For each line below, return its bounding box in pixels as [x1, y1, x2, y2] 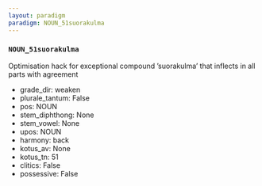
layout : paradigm [8, 11, 66, 20]
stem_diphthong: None [19, 110, 94, 120]
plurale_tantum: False [19, 93, 90, 103]
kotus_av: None [19, 143, 71, 153]
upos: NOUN [19, 127, 62, 136]
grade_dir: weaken [19, 85, 81, 94]
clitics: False [19, 160, 61, 170]
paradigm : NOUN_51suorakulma [8, 19, 105, 27]
